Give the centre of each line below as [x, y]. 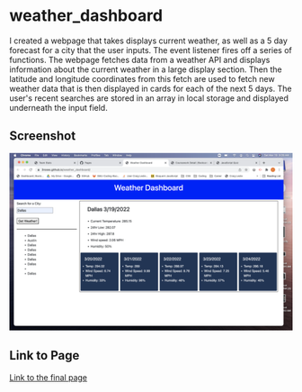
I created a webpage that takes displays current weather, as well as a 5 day [148, 41]
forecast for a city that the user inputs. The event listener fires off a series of [151, 50]
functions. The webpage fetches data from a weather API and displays [140, 59]
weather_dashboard [86, 16]
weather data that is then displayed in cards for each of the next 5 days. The [151, 88]
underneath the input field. [58, 107]
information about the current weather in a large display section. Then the [146, 69]
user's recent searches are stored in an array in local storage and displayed [149, 98]
